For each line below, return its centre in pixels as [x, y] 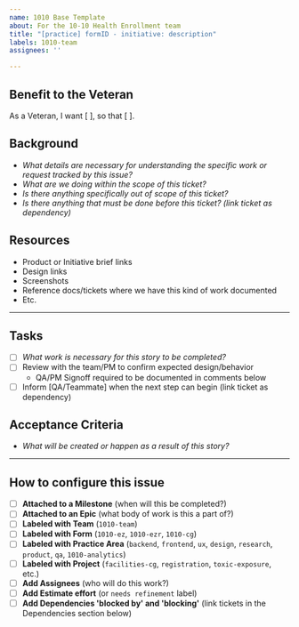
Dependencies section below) [77, 613]
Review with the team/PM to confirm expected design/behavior [138, 367]
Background [44, 144]
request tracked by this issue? [77, 174]
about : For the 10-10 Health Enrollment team [95, 26]
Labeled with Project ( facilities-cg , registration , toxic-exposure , [146, 563]
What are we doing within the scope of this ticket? [114, 184]
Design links [44, 271]
